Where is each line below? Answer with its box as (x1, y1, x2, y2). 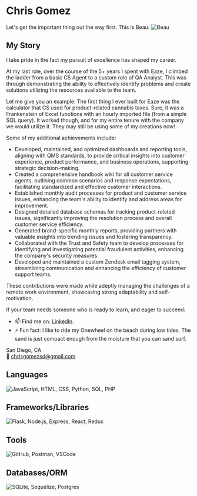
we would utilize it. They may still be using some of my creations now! (6, 122, 175, 130)
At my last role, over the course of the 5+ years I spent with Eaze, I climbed (6, 68, 188, 75)
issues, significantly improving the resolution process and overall (14, 214, 172, 221)
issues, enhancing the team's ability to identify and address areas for (14, 195, 182, 202)
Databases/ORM (6, 468, 68, 478)
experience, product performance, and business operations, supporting (14, 158, 189, 165)
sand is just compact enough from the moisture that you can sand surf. (14, 335, 187, 342)
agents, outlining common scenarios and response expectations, (14, 177, 172, 184)
